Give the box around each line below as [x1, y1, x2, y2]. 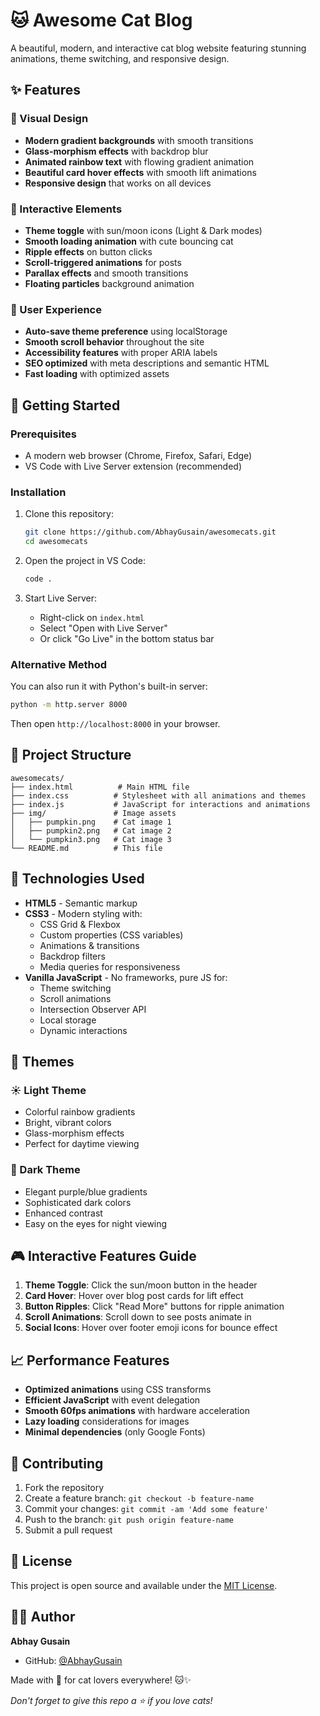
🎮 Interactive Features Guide [10, 1248, 197, 1264]
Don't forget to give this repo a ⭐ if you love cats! [10, 1694, 213, 1706]
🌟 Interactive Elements [10, 202, 123, 216]
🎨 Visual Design [10, 112, 89, 126]
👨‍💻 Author [10, 1609, 76, 1626]
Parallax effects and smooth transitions [24, 267, 189, 279]
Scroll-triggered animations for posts [24, 256, 182, 268]
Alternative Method [10, 657, 108, 671]
